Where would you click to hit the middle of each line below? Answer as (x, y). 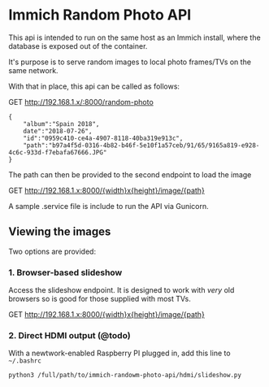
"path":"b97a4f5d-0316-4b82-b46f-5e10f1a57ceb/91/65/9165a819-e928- (141, 145)
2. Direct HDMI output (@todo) (70, 335)
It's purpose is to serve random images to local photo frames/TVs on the (130, 62)
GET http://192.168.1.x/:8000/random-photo (81, 102)
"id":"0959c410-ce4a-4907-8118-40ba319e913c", (103, 138)
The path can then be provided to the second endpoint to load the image (130, 174)
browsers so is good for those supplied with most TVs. (100, 299)
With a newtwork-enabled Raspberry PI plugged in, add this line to (119, 353)
